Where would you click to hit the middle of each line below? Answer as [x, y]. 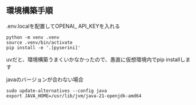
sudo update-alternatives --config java [57, 91]
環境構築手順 [30, 11]
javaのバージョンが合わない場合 [45, 79]
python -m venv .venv [33, 37]
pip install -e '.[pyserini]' [44, 47]
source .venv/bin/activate [39, 42]
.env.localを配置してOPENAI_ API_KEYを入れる [63, 26]
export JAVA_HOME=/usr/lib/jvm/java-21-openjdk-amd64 [74, 96]
